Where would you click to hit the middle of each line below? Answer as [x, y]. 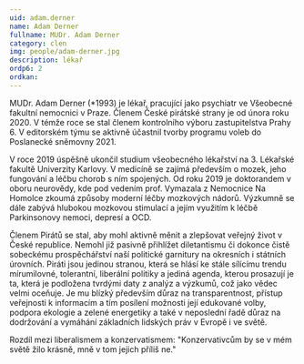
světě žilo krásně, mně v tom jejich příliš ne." [93, 349]
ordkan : [24, 77]
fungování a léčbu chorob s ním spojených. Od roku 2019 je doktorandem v [150, 178]
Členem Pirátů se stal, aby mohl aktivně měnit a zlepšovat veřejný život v [146, 235]
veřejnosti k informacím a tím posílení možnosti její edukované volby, [138, 302]
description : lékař [46, 60]
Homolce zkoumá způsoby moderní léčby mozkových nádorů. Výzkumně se [152, 197]
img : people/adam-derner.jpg [65, 52]
